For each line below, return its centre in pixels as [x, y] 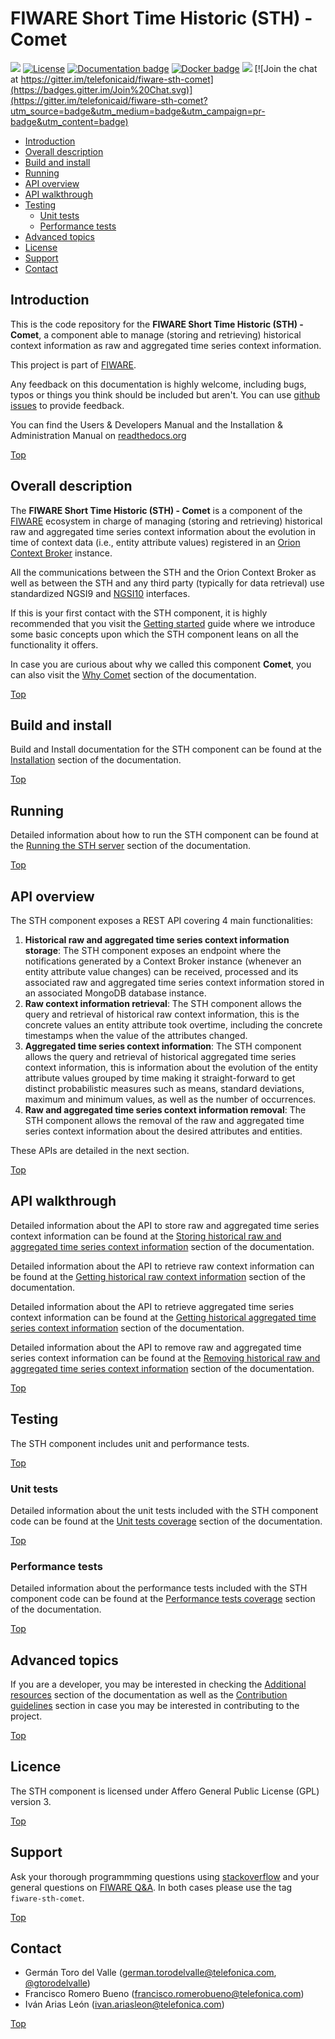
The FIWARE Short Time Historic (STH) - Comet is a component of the [156, 510]
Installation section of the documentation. [96, 760]
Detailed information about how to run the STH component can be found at [164, 835]
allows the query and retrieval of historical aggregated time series [160, 1056]
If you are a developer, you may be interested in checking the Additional [158, 1684]
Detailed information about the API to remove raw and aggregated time [156, 1347]
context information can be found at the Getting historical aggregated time [163, 1317]
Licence [36, 1767]
